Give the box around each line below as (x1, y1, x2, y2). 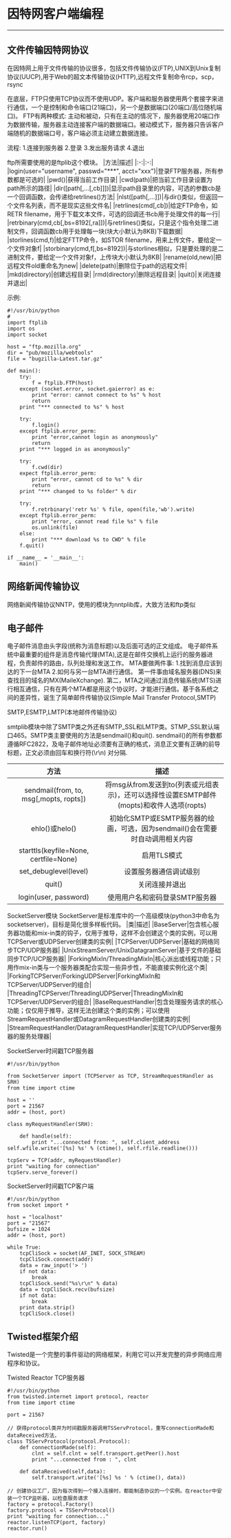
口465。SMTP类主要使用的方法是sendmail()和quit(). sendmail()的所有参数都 (7, 731, 222, 740)
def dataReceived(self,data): (19, 1468, 107, 1475)
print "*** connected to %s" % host (19, 404, 125, 411)
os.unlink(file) (32, 524, 78, 531)
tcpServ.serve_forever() (7, 1169, 78, 1176)
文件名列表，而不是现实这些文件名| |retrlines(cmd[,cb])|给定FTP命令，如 (12, 201, 218, 209)
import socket (7, 331, 48, 338)
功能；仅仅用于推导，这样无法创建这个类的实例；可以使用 (7, 1006, 170, 1015)
